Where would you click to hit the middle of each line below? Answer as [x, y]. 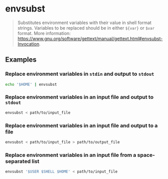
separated [18, 161]
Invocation [28, 44]
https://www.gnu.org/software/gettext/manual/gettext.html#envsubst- [90, 39]
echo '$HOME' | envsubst [31, 84]
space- [146, 155]
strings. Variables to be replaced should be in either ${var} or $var [86, 28]
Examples [21, 60]
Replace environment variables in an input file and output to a [81, 125]
